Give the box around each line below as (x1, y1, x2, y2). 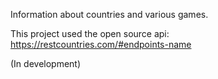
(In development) (10, 58, 82, 69)
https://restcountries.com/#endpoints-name (10, 39, 192, 50)
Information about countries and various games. (10, 9, 209, 20)
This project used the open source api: (10, 28, 170, 39)
